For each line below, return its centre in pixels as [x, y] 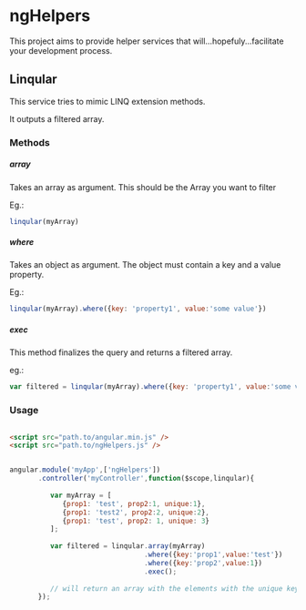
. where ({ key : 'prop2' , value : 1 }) [203, 563]
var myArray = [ [81, 495]
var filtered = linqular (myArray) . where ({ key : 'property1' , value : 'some [150, 387]
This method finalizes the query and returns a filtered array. [121, 352]
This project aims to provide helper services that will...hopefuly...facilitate [147, 41]
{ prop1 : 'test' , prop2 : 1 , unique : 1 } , [134, 503]
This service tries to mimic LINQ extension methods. [107, 101]
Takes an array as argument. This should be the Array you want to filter [143, 187]
